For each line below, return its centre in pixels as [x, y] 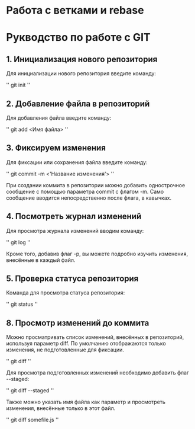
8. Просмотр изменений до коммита [78, 323]
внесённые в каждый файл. [41, 260]
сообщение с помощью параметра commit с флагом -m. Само [85, 191]
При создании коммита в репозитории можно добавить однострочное [96, 185]
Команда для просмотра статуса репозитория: [66, 293]
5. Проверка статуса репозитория [72, 279]
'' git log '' [18, 242]
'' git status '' [22, 304]
